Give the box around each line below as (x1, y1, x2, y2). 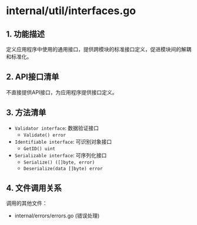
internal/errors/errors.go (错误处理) (14, 212, 100, 219)
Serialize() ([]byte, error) (23, 159, 95, 166)
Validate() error (23, 132, 66, 138)
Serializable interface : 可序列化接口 (14, 151, 107, 158)
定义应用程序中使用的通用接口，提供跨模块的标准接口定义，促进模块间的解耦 (6, 46, 192, 52)
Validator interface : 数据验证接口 (14, 124, 99, 131)
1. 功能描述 (6, 29, 45, 39)
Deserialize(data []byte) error (23, 166, 103, 171)
